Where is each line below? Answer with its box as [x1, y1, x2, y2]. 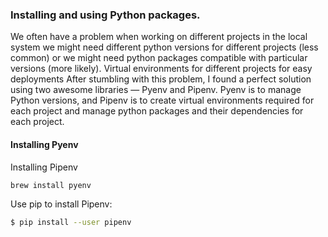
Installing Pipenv [10, 161, 78, 173]
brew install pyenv [10, 180, 92, 190]
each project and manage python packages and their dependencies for [10, 105, 304, 117]
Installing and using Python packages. [10, 8, 201, 22]
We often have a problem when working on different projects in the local [10, 31, 308, 43]
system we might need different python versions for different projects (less [10, 41, 319, 53]
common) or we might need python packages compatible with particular [10, 52, 308, 64]
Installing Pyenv [10, 138, 79, 150]
